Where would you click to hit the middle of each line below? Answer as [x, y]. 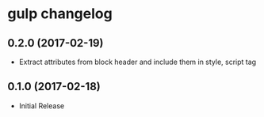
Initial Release [42, 106]
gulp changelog [60, 14]
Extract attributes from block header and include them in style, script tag [138, 62]
